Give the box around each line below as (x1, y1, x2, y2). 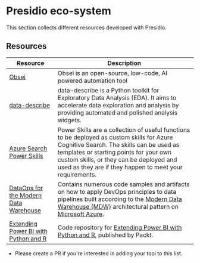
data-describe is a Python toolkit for (57, 86, 160, 94)
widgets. (57, 116, 82, 124)
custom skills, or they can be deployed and (57, 155, 177, 163)
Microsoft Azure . (57, 210, 104, 218)
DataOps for (9, 184, 43, 192)
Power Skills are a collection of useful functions (57, 125, 190, 134)
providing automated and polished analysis (57, 109, 177, 117)
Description (107, 58, 142, 67)
